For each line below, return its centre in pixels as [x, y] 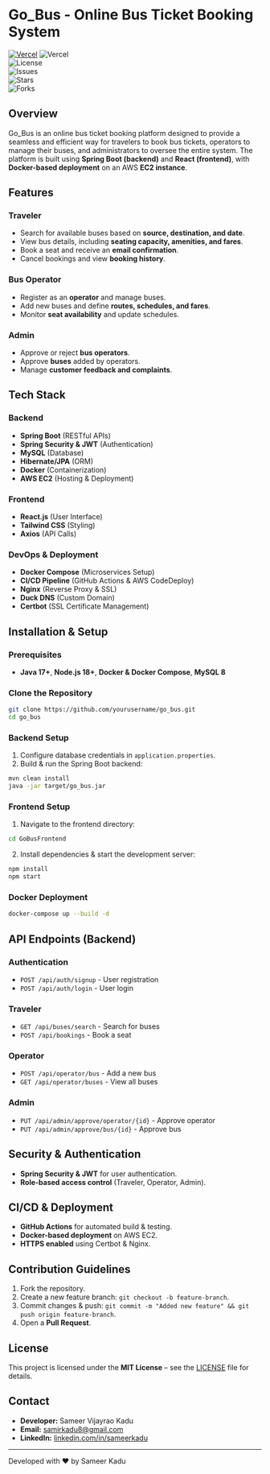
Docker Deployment [48, 897]
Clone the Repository [51, 692]
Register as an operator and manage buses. [93, 297]
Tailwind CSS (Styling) [57, 526]
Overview [33, 114]
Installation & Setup [58, 632]
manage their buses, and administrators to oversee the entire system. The [131, 150]
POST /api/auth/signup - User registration [89, 979]
